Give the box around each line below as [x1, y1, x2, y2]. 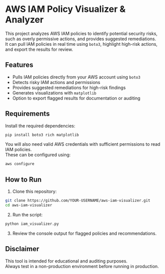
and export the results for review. [5, 46, 73, 52]
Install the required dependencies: [5, 123, 76, 129]
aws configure [5, 162, 35, 167]
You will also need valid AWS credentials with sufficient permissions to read [5, 141, 161, 147]
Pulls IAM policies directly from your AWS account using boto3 [12, 74, 141, 80]
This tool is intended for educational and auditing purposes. [5, 258, 128, 264]
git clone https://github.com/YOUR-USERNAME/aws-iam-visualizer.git [5, 198, 151, 203]
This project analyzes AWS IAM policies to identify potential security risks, [5, 30, 158, 36]
